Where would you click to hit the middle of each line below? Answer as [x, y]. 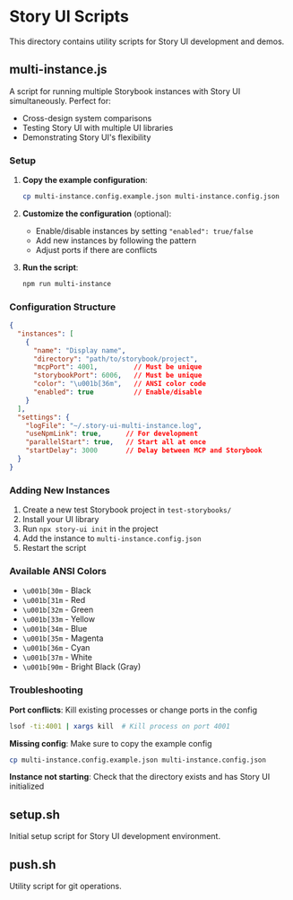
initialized [27, 786]
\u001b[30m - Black [56, 590]
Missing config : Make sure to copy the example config [111, 743]
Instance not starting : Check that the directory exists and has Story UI [140, 777]
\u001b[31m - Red [54, 600]
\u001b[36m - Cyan [56, 648]
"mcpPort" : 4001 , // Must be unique [117, 367]
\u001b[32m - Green [58, 610]
